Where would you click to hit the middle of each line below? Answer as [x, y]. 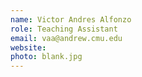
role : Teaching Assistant [64, 29]
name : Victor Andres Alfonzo [71, 19]
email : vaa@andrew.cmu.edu [66, 38]
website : [28, 47]
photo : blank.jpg [46, 57]
